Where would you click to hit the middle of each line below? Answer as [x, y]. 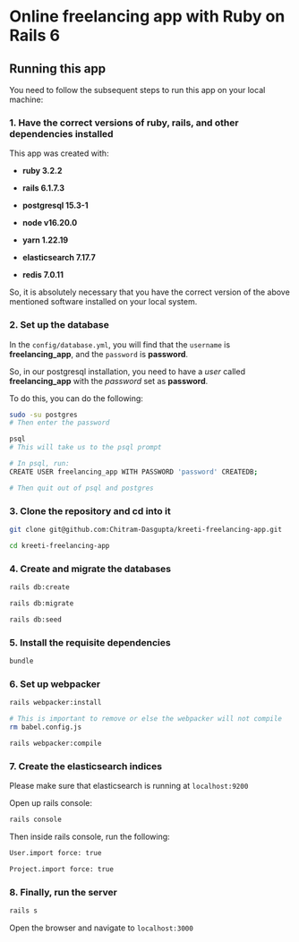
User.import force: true [56, 852]
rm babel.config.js [46, 727]
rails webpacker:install [56, 703]
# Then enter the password [60, 423]
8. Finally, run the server [64, 892]
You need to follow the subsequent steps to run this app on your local [137, 90]
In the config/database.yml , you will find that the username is [120, 344]
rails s [24, 911]
